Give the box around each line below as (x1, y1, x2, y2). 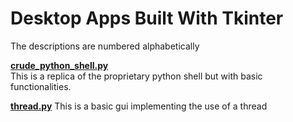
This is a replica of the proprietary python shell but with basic (10, 70, 263, 82)
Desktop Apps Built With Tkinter (10, 7, 284, 30)
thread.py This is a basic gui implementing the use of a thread (10, 100, 268, 112)
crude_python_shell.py (10, 59, 109, 71)
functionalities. (10, 80, 72, 92)
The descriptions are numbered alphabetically (10, 40, 200, 52)
